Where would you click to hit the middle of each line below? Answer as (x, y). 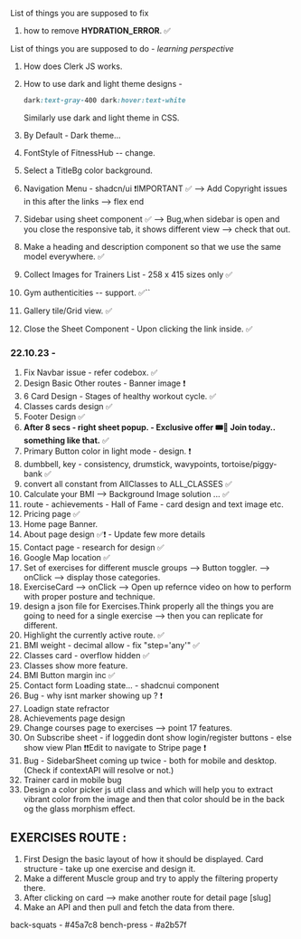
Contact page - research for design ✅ (94, 548)
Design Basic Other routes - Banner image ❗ (104, 383)
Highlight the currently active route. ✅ (94, 635)
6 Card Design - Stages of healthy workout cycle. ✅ (120, 397)
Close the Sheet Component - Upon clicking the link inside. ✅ (138, 329)
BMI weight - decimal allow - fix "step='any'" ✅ (111, 646)
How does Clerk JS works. (73, 66)
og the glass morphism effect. (79, 809)
